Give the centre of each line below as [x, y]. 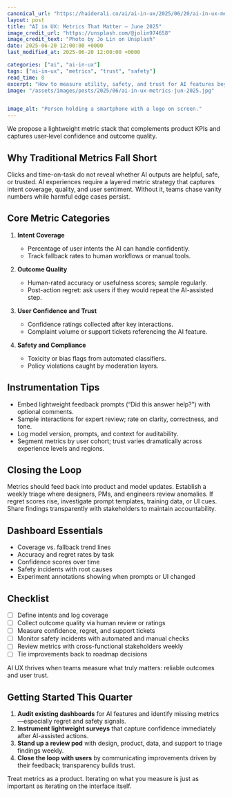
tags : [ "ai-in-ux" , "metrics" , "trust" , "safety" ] [81, 71]
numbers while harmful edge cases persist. [69, 196]
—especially [35, 722]
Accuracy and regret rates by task [66, 555]
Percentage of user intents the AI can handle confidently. [108, 248]
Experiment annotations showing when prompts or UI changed [106, 577]
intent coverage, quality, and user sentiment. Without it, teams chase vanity [115, 189]
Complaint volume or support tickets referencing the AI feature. [117, 331]
